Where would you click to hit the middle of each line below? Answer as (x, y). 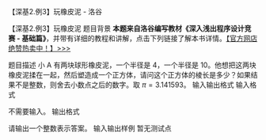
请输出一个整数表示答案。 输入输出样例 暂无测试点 (90, 128)
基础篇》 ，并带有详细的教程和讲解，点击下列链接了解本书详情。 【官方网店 (140, 38)
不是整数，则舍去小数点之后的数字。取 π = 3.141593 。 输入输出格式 (124, 85)
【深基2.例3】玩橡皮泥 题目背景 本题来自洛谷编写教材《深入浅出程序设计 (127, 28)
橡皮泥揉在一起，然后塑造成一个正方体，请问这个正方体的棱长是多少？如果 (129, 75)
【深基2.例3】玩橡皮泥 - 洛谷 (55, 11)
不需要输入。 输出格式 (44, 112)
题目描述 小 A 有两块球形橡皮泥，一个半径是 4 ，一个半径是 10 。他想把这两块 (132, 65)
